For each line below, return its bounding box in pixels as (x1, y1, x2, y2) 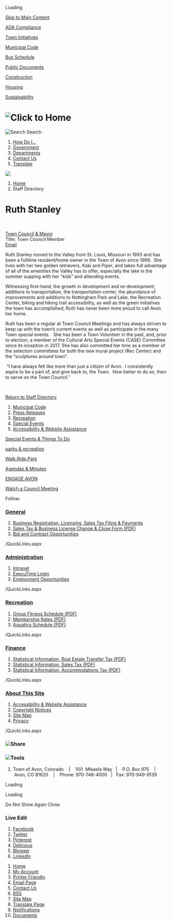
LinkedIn (12, 853, 31, 859)
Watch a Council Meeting (5, 485, 59, 492)
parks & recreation (5, 445, 45, 451)
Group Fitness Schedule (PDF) (12, 611, 77, 617)
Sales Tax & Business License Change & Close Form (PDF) (12, 525, 136, 532)
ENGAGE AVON (5, 475, 38, 482)
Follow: (5, 495, 20, 501)
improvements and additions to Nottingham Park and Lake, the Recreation (5, 294, 161, 300)
